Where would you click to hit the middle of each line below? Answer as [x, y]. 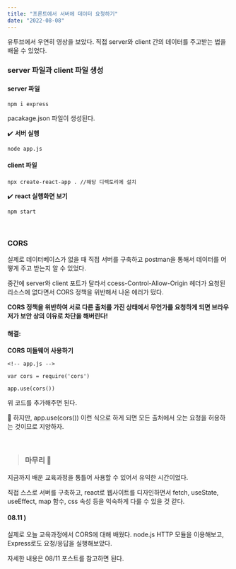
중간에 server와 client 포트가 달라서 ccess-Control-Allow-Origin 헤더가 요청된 [117, 283]
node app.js [25, 149]
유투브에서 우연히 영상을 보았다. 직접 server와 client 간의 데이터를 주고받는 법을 [117, 41]
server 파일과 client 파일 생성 [55, 70]
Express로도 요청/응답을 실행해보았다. [60, 543]
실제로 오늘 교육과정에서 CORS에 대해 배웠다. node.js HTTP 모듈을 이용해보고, [116, 534]
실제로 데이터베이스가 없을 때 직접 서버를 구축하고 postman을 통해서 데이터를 [113, 260]
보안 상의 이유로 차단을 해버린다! [64, 316]
